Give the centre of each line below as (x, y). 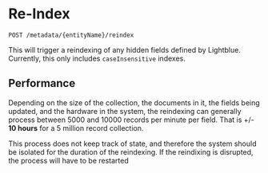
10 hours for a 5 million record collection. (76, 128)
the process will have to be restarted (69, 160)
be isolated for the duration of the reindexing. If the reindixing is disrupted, (131, 151)
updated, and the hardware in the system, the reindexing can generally (125, 111)
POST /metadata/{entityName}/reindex (71, 35)
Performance (42, 83)
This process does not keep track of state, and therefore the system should (132, 144)
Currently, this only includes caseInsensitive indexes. (97, 58)
